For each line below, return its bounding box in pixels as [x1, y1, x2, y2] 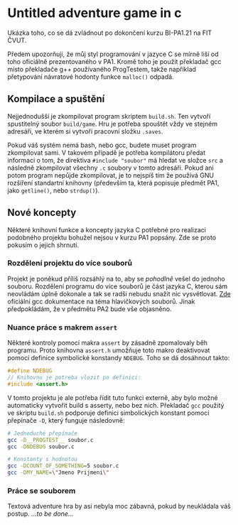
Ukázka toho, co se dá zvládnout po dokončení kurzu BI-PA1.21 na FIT [7, 28, 212, 37]
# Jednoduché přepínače [7, 430, 78, 437]
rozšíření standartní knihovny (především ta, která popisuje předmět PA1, [7, 178, 220, 187]
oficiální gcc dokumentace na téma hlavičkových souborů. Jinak [7, 297, 195, 305]
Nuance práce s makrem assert [7, 322, 118, 332]
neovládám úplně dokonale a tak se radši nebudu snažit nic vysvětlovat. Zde [7, 289, 231, 298]
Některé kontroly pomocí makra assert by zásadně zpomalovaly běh [7, 339, 208, 347]
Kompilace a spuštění [7, 93, 105, 105]
